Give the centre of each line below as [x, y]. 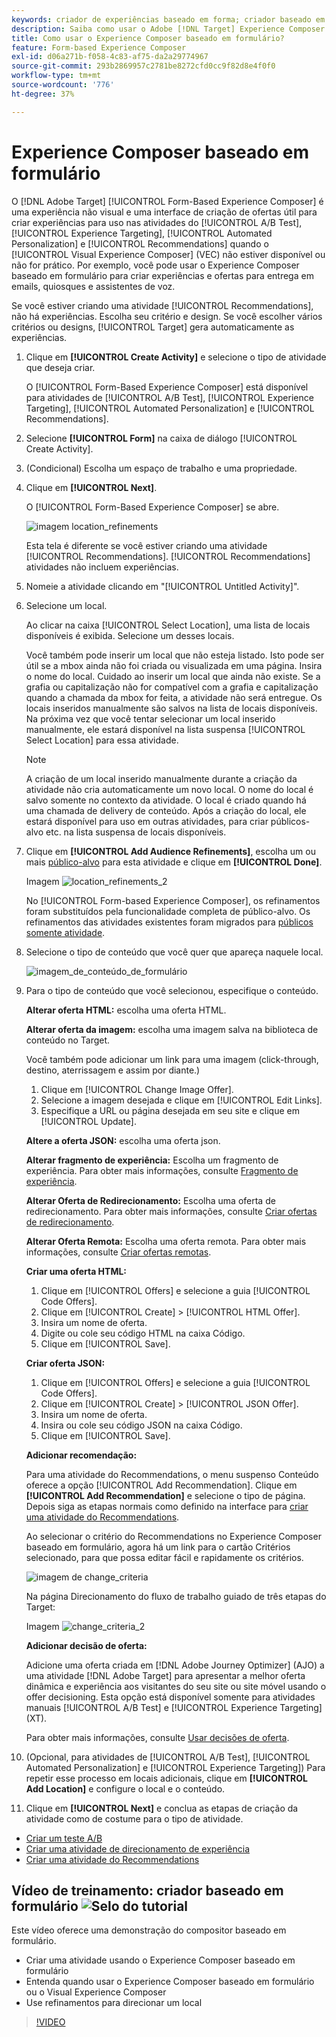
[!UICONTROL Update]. [89, 1121]
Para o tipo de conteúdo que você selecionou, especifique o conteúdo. [172, 990]
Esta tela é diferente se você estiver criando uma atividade [146, 545]
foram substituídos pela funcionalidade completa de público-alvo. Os [168, 911]
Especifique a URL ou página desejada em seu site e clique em [170, 1110]
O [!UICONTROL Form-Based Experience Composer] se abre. [152, 507]
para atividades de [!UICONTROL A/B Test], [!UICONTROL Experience [169, 397]
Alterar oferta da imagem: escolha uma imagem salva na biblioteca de [172, 1029]
